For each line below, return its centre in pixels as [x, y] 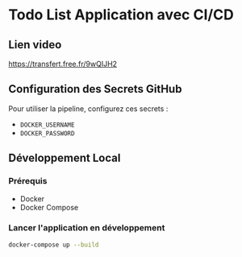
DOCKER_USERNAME [47, 125]
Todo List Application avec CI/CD [121, 15]
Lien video [35, 45]
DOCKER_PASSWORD [47, 133]
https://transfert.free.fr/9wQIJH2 [63, 64]
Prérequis [28, 181]
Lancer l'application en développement [87, 228]
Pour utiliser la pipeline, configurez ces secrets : [88, 108]
